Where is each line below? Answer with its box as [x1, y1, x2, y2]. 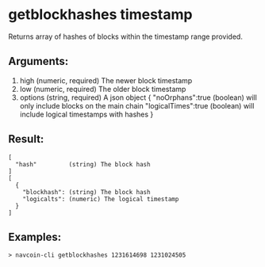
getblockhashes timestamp [8, 6, 193, 24]
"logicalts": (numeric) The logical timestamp [22, 195, 179, 203]
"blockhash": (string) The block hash [22, 188, 151, 196]
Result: [8, 132, 44, 146]
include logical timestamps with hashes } [19, 109, 154, 119]
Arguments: [8, 55, 69, 68]
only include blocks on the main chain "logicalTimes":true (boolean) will [19, 101, 255, 110]
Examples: [8, 230, 62, 243]
